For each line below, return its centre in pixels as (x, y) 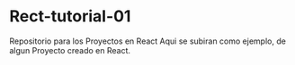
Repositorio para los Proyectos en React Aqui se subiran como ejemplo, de (147, 41)
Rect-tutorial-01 (70, 16)
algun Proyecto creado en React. (70, 50)
